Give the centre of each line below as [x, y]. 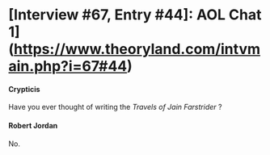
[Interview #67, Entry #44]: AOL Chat [135, 15]
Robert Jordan [33, 125]
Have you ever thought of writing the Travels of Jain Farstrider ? [115, 107]
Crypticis [24, 89]
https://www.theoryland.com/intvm [137, 49]
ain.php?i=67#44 [68, 67]
